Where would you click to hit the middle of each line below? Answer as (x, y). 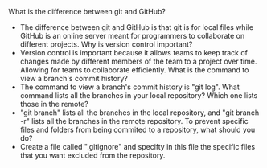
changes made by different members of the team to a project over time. (138, 61)
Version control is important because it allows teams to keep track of (133, 53)
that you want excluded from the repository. (92, 155)
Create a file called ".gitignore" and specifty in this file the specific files (138, 147)
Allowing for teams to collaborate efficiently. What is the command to (134, 70)
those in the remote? (54, 104)
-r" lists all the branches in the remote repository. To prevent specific (134, 121)
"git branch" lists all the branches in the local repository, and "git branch (140, 113)
